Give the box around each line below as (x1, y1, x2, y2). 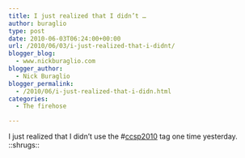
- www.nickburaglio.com (15, 58, 95, 66)
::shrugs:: (8, 140, 40, 150)
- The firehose (15, 102, 67, 110)
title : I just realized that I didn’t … (8, 11, 147, 20)
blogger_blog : (8, 49, 57, 58)
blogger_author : (8, 65, 63, 73)
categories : (8, 95, 49, 103)
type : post (8, 27, 45, 35)
